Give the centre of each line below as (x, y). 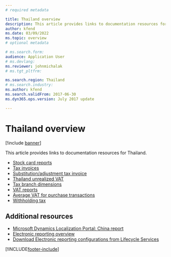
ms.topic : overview (26, 38)
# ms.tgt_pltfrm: (24, 71)
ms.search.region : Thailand (35, 80)
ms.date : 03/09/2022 (27, 34)
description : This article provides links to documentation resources (82, 24)
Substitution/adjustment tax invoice (50, 173)
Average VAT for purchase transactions (54, 195)
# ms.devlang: (20, 62)
